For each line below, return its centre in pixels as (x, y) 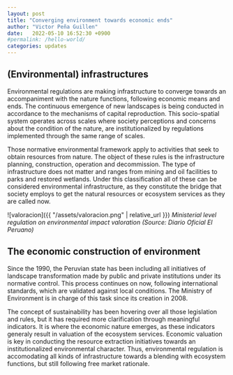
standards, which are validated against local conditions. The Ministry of (110, 291)
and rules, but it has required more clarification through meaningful (104, 319)
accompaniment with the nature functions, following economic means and (114, 98)
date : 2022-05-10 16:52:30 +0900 (59, 33)
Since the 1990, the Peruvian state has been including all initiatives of (107, 268)
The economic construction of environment (104, 252)
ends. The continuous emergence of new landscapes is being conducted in (116, 106)
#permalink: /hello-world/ (46, 40)
